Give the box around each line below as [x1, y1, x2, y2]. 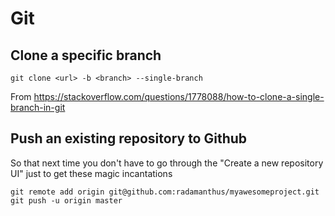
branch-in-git [10, 102, 66, 113]
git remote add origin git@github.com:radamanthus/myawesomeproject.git [10, 187, 320, 197]
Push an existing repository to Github [10, 130, 248, 147]
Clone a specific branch [10, 47, 162, 64]
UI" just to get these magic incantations [10, 167, 173, 179]
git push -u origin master [10, 195, 123, 206]
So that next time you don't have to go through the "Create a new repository [10, 157, 324, 169]
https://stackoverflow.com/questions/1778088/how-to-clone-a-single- [33, 91, 325, 102]
